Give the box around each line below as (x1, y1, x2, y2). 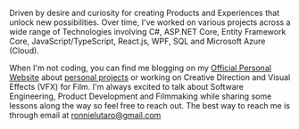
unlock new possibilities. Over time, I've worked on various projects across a (9, 17, 291, 28)
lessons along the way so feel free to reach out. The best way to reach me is (9, 101, 290, 110)
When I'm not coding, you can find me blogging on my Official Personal (9, 62, 272, 73)
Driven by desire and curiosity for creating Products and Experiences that (9, 8, 279, 18)
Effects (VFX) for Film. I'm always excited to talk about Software (9, 82, 244, 92)
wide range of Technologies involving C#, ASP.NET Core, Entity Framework (9, 27, 287, 36)
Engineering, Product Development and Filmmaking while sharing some (9, 91, 272, 101)
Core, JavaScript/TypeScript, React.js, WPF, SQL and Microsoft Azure (9, 36, 266, 46)
